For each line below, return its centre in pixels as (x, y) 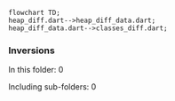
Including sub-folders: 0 (52, 87)
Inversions (32, 50)
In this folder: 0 (36, 70)
